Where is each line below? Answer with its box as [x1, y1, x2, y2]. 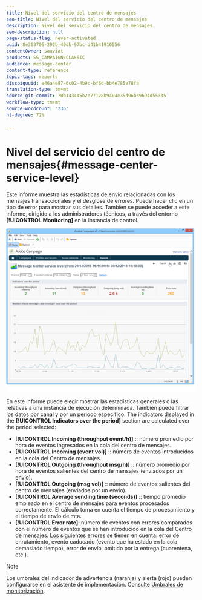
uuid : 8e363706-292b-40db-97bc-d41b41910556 [6, 42, 120, 48]
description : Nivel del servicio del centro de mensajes [6, 22, 153, 28]
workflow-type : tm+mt [6, 99, 61, 105]
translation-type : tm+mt [6, 87, 69, 93]
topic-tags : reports [6, 73, 59, 80]
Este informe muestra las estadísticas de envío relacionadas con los [6, 191, 175, 198]
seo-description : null [6, 29, 64, 35]
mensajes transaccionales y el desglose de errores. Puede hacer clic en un [6, 197, 194, 205]
